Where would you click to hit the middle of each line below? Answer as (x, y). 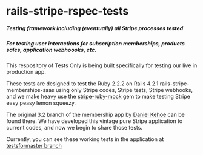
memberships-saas (30, 90)
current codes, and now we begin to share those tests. (74, 127)
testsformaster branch (34, 145)
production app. (26, 71)
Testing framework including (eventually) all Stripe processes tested (95, 28)
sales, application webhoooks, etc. (52, 50)
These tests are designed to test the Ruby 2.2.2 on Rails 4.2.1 (82, 84)
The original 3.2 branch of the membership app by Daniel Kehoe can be (95, 114)
